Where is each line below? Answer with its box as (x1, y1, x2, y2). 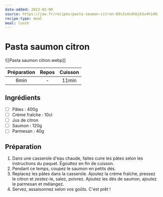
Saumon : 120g (12, 123, 42, 129)
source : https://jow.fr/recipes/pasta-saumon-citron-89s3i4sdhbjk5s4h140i (5, 12, 160, 16)
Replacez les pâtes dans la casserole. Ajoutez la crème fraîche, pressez (12, 171, 156, 177)
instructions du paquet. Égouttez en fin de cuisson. (12, 161, 114, 167)
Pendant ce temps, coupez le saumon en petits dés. (12, 166, 116, 172)
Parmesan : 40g (12, 128, 45, 134)
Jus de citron (12, 117, 39, 123)
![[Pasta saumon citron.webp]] (5, 58, 66, 63)
